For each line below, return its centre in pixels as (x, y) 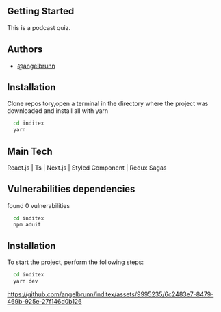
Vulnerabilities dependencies (71, 189)
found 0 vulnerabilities (39, 205)
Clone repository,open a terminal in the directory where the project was (108, 104)
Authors (25, 50)
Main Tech (30, 151)
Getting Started (41, 11)
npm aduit (27, 224)
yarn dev (26, 281)
